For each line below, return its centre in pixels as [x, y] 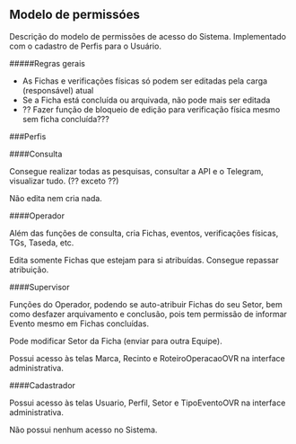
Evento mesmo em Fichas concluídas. [79, 324]
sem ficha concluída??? [65, 119]
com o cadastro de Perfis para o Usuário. [85, 46]
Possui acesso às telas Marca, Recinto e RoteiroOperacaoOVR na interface [147, 358]
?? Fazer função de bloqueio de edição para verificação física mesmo [151, 109]
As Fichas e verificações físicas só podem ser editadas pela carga [144, 81]
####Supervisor [39, 287]
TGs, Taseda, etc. [42, 243]
